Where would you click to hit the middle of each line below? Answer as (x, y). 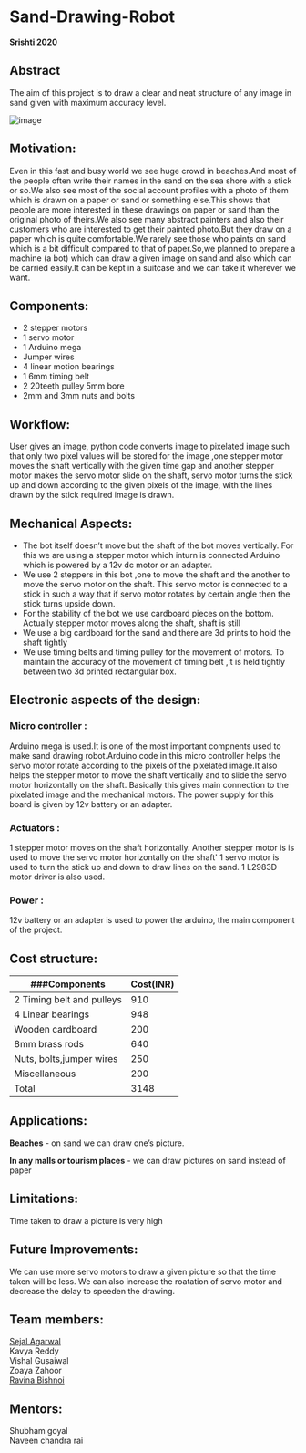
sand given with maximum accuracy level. (88, 102)
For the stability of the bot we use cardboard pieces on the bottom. (148, 613)
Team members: (57, 1319)
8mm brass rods (49, 1044)
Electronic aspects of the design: (105, 700)
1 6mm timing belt (56, 377)
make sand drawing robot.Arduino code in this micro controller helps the (145, 755)
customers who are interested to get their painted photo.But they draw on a (151, 229)
